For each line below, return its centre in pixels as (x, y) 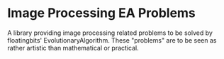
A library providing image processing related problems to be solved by (110, 33)
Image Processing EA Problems (102, 13)
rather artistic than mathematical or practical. (73, 48)
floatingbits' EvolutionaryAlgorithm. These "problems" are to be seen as (112, 40)
